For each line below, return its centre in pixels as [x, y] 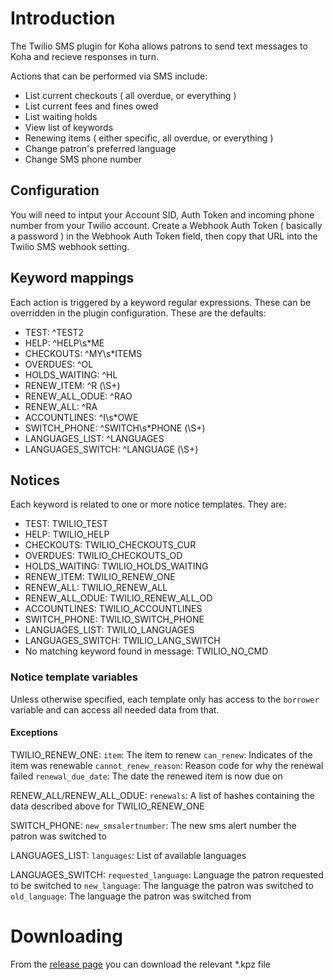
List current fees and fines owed [91, 106]
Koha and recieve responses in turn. [85, 56]
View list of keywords [69, 127]
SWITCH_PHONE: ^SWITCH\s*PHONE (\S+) [115, 428]
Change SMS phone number [83, 159]
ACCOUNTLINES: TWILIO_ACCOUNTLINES [113, 609]
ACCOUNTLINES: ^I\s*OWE [81, 417]
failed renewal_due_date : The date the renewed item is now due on [146, 776]
